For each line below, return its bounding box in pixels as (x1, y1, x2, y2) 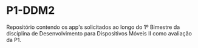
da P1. (6, 36, 22, 43)
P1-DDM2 (6, 4, 55, 17)
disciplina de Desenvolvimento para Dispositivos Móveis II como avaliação (6, 29, 193, 37)
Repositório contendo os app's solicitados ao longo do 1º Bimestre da (6, 23, 180, 31)
